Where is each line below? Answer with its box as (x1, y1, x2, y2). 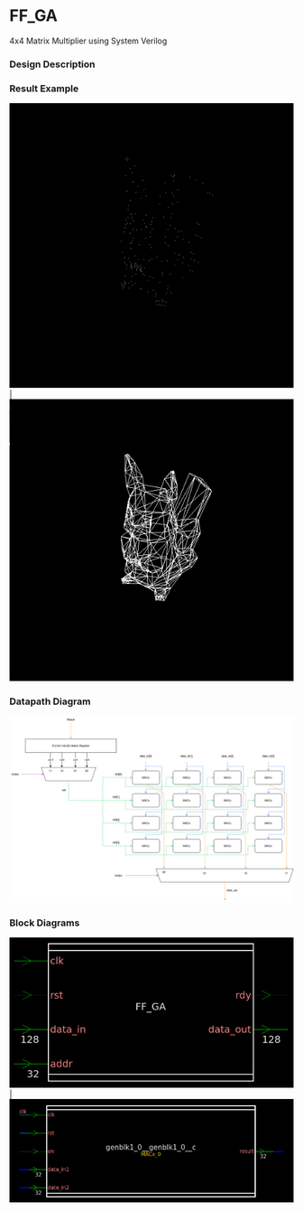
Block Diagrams (9, 916, 80, 929)
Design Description (9, 58, 96, 70)
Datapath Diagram (9, 695, 91, 708)
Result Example (9, 82, 79, 95)
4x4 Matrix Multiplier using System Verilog (9, 35, 168, 46)
